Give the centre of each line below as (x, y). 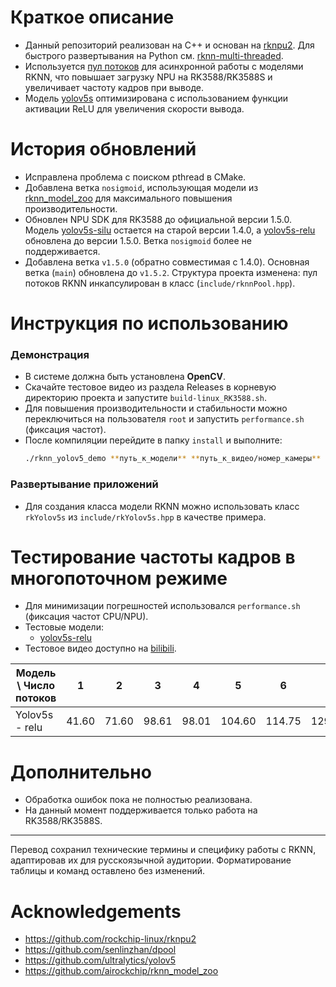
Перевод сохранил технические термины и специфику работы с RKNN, (163, 850)
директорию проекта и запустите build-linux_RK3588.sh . (145, 398)
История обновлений (103, 149)
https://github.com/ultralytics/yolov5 (100, 960)
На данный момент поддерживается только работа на (141, 810)
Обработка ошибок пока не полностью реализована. (138, 800)
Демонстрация (50, 354)
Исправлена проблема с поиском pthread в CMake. (135, 177)
